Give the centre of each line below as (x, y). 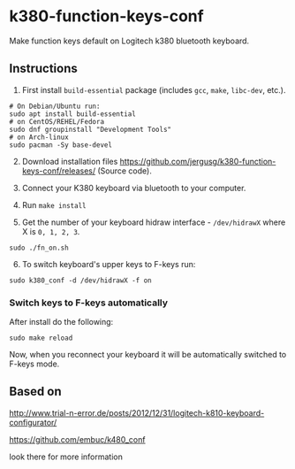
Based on (35, 392)
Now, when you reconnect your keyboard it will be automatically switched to (148, 355)
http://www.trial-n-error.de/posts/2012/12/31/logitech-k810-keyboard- (137, 412)
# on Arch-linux (39, 137)
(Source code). (124, 171)
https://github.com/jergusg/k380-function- (198, 161)
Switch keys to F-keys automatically (89, 303)
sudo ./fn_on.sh (39, 248)
